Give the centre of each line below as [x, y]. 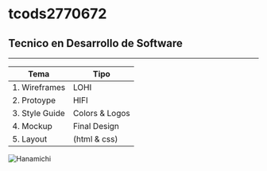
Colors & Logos [102, 113]
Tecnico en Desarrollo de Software [95, 43]
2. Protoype [34, 100]
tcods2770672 [58, 14]
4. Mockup [33, 126]
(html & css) [95, 139]
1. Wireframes [39, 87]
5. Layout [30, 139]
